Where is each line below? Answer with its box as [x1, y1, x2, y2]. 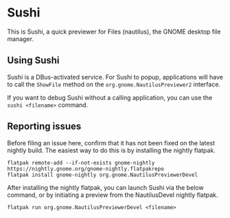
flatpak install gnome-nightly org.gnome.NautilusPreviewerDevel [7, 171, 198, 178]
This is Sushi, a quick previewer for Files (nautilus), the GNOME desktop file [7, 27, 221, 36]
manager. [7, 34, 34, 43]
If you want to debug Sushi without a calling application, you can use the [7, 93, 213, 101]
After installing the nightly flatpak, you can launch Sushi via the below [7, 183, 204, 191]
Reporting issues [7, 121, 82, 132]
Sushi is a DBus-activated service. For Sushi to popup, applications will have [7, 73, 223, 81]
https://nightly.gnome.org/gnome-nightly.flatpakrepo [7, 165, 165, 172]
